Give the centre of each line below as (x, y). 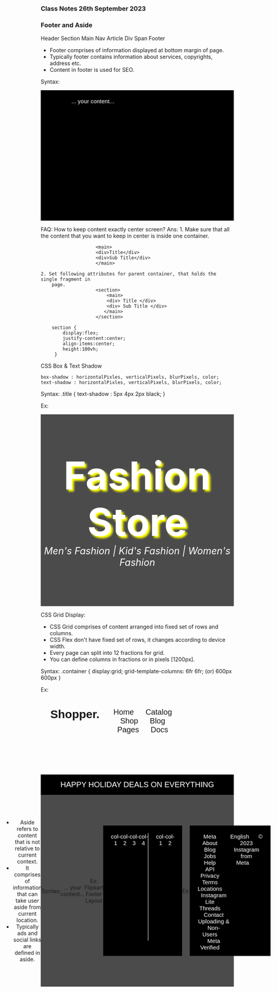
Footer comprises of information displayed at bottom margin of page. (137, 50)
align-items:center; (89, 344)
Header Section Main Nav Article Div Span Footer (103, 39)
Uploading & (214, 921)
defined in (28, 953)
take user (27, 901)
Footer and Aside (66, 25)
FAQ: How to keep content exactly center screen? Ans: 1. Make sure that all (135, 230)
